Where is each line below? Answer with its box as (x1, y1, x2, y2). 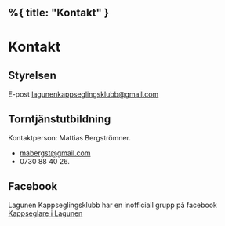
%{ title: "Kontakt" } (8, 6, 110, 20)
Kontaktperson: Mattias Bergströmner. (8, 133, 132, 143)
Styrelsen (8, 68, 57, 82)
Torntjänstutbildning (8, 112, 111, 126)
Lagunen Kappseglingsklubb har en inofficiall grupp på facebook (8, 200, 218, 210)
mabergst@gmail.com (19, 148, 91, 158)
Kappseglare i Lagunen (8, 209, 83, 218)
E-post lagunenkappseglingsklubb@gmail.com (8, 89, 159, 99)
